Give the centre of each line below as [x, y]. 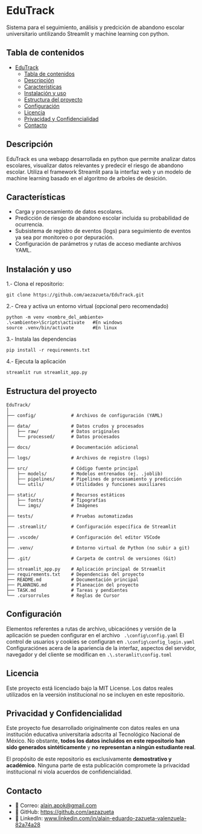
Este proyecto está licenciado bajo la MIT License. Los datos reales [90, 688]
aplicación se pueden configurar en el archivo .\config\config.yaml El [95, 635]
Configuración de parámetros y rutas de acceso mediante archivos [98, 244]
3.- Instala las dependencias [41, 339]
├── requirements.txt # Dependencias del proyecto [75, 574]
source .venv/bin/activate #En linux [62, 328]
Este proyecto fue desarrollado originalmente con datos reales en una [93, 728]
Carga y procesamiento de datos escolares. [69, 212]
